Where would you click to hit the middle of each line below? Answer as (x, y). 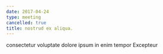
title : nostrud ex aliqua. (40, 28)
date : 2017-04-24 (28, 12)
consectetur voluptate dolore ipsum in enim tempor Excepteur (82, 45)
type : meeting (24, 17)
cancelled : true (26, 23)
